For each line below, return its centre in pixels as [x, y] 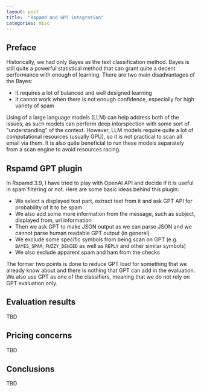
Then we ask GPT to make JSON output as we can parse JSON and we [103, 226]
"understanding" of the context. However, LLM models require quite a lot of [100, 130]
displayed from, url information [53, 220]
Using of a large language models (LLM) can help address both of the [93, 118]
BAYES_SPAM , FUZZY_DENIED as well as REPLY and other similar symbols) [100, 246]
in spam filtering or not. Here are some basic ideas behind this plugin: [93, 189]
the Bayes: [19, 81]
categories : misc [28, 23]
